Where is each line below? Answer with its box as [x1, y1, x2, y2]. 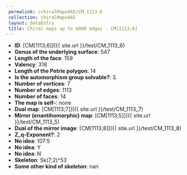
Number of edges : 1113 [14, 86, 72, 93]
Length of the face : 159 [14, 55, 73, 62]
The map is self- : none [14, 99, 72, 107]
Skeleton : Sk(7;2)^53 [14, 156, 67, 164]
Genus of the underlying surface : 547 [14, 49, 111, 56]
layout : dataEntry [8, 20, 55, 26]
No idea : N [14, 150, 41, 158]
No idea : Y [14, 144, 41, 151]
